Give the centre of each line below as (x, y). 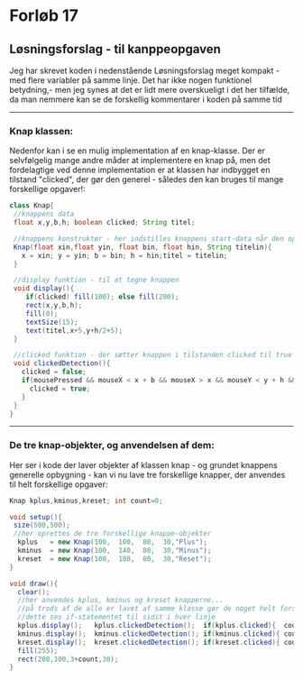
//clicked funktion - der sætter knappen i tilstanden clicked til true (153, 355)
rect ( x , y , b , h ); (54, 306)
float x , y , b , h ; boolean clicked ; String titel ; (104, 223)
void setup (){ (36, 517)
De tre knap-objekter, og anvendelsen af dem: (112, 446)
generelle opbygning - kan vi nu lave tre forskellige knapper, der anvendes (147, 474)
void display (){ (44, 289)
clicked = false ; (54, 372)
